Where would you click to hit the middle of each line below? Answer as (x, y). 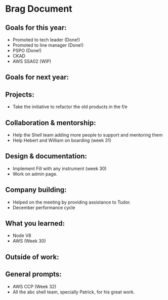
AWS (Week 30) (29, 241)
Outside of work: (32, 257)
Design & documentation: (46, 156)
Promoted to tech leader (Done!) (46, 40)
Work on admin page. (35, 174)
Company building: (36, 190)
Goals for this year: (36, 28)
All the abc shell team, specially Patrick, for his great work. (74, 292)
